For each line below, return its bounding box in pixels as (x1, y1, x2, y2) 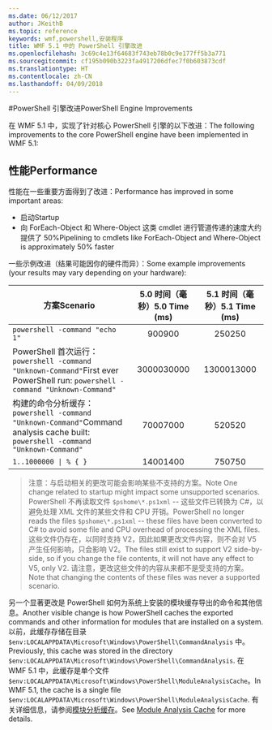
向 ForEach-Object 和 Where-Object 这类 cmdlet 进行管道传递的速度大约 (19, 222, 261, 232)
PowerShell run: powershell (12, 375, 117, 387)
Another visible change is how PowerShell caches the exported (23, 608, 233, 618)
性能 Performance (8, 163, 98, 177)
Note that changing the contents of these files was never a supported (28, 572, 261, 582)
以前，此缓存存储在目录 (8, 627, 87, 637)
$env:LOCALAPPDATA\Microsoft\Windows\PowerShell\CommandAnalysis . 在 (8, 655, 244, 666)
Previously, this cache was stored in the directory (8, 646, 173, 656)
